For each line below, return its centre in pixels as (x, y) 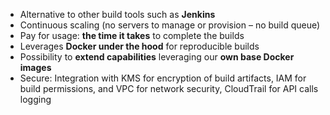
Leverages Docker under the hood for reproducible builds (139, 46)
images (35, 67)
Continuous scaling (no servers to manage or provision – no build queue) (170, 25)
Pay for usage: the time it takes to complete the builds (132, 35)
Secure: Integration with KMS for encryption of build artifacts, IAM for (163, 78)
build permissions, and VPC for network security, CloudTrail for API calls (169, 88)
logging (35, 99)
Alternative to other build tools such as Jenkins (117, 14)
